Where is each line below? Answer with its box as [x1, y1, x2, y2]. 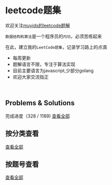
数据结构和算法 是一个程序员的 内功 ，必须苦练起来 [5, 33, 102, 39]
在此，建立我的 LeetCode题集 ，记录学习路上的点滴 [5, 44, 107, 50]
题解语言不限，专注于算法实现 [12, 61, 75, 67]
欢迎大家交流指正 [12, 74, 49, 80]
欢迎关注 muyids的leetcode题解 [5, 22, 70, 28]
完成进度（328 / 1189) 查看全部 [5, 113, 70, 119]
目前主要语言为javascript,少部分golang [12, 67, 94, 74]
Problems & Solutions [5, 99, 75, 107]
